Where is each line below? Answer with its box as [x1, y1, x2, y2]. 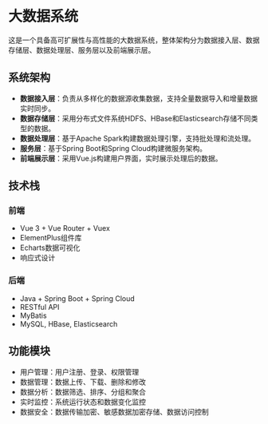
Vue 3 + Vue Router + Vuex [19, 224, 110, 233]
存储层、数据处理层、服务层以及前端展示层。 [8, 45, 156, 54]
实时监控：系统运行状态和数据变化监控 [19, 397, 146, 406]
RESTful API [19, 302, 60, 311]
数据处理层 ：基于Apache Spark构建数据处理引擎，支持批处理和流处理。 [19, 133, 256, 143]
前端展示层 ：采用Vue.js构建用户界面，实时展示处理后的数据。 [19, 153, 223, 163]
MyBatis [19, 311, 47, 320]
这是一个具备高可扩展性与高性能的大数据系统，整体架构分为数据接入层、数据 [8, 35, 260, 45]
